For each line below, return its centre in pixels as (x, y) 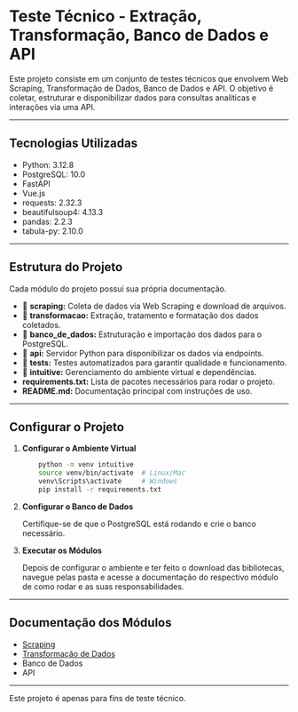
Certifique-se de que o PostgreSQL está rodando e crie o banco (139, 524)
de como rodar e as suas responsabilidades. (103, 586)
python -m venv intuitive (86, 465)
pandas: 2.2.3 (47, 221)
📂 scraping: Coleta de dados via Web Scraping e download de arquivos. (154, 306)
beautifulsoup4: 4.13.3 (63, 212)
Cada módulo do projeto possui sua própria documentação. (118, 288)
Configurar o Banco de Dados (78, 506)
